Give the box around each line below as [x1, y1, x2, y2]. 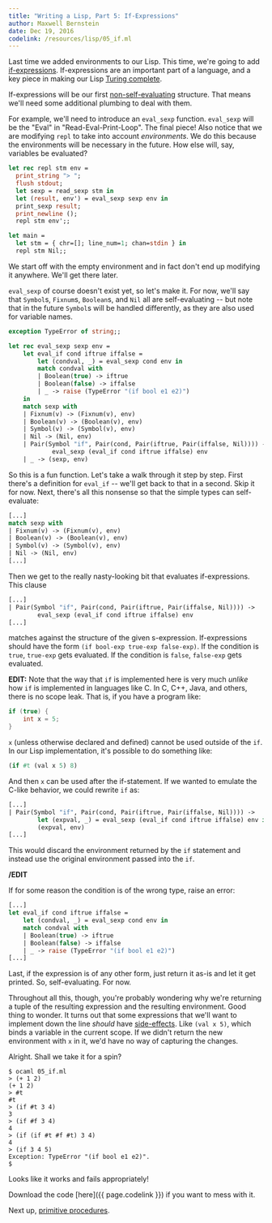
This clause [8, 579, 47, 589]
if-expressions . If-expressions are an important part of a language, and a [8, 66, 251, 75]
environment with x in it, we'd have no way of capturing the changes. [8, 1036, 239, 1046]
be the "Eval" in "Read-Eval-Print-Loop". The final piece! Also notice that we [8, 123, 263, 132]
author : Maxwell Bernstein [8, 19, 100, 28]
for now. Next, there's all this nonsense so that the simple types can [8, 487, 235, 497]
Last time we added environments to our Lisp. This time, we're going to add [8, 57, 261, 67]
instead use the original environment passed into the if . [8, 854, 195, 864]
